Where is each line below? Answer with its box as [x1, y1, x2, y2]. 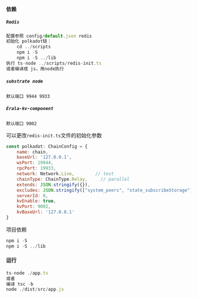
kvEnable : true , [16, 198, 57, 204]
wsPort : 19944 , [16, 160, 54, 166]
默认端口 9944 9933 [6, 93, 50, 100]
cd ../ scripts [16, 44, 51, 50]
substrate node [6, 78, 43, 85]
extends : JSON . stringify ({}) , [16, 181, 91, 188]
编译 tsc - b [6, 281, 33, 287]
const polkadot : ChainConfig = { [6, 143, 88, 150]
